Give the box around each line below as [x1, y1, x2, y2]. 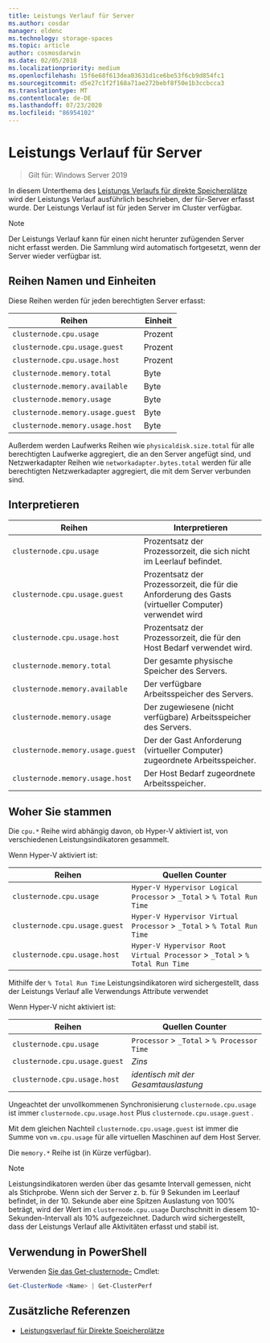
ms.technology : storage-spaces [8, 34, 113, 43]
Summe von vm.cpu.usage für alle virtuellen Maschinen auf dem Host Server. [8, 1132, 261, 1142]
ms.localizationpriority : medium [8, 64, 121, 72]
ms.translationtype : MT [8, 86, 88, 95]
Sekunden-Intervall [8, 1214, 72, 1223]
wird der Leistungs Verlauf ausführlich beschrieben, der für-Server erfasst [8, 194, 255, 203]
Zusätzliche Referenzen [8, 1304, 131, 1318]
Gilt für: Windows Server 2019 [27, 170, 128, 179]
